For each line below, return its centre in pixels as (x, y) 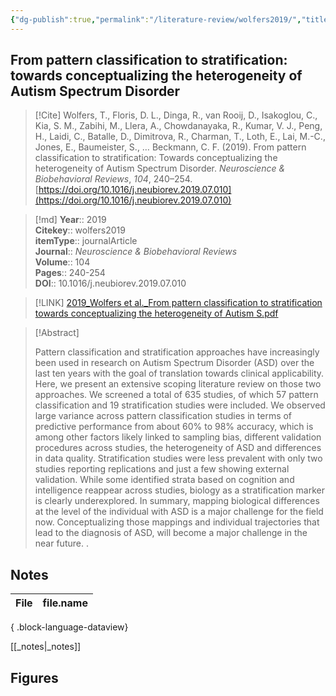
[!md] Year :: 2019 (70, 220)
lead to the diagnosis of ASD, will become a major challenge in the (171, 533)
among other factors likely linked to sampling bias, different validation (178, 437)
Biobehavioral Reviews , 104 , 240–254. (113, 179)
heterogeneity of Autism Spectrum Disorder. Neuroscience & (160, 168)
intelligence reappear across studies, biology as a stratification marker (179, 490)
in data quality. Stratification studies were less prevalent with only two (178, 458)
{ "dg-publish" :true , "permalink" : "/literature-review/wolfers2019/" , (156, 19)
